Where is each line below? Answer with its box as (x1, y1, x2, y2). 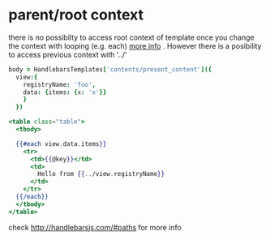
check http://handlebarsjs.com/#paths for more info (8, 222, 182, 232)
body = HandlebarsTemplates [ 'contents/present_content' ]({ (8, 65, 212, 74)
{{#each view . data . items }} (15, 139, 107, 148)
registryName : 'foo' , (23, 80, 96, 88)
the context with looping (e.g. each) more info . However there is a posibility (8, 41, 262, 50)
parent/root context (8, 6, 144, 24)
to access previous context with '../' (8, 49, 127, 59)
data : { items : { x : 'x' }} (23, 88, 107, 96)
